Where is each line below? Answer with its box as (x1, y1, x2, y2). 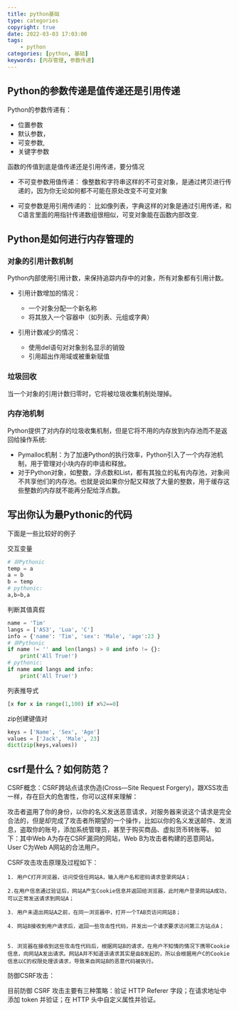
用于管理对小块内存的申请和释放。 (30, 459, 130, 467)
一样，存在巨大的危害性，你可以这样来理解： (7, 792, 139, 801)
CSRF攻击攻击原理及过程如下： (7, 858, 99, 867)
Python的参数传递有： (7, 105, 73, 114)
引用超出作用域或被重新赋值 (28, 352, 110, 360)
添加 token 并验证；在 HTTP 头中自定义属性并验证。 (7, 995, 160, 1004)
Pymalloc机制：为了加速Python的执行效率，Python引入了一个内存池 (17, 450, 217, 459)
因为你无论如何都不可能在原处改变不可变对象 (36, 186, 168, 194)
